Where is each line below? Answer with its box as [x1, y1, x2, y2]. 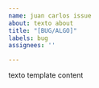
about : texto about [8, 19, 74, 27]
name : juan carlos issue [8, 11, 92, 20]
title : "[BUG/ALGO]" [8, 26, 78, 34]
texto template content [8, 70, 84, 80]
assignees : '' [8, 42, 56, 50]
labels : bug [8, 34, 48, 42]
